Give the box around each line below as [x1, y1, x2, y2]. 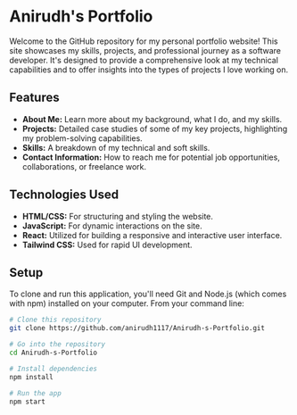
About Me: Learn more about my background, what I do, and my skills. [21, 113, 283, 124]
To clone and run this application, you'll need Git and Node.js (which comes [9, 288, 287, 300]
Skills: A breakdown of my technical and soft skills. [21, 142, 210, 153]
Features [9, 90, 60, 105]
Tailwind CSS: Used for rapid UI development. [21, 239, 194, 250]
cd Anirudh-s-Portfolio [9, 348, 98, 357]
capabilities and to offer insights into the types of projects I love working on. [9, 64, 289, 75]
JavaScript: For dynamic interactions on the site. [21, 220, 202, 231]
